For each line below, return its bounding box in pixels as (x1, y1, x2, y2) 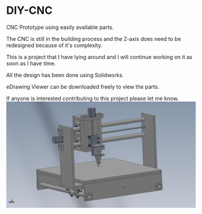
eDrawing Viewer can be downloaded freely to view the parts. (6, 83, 159, 90)
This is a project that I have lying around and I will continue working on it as (6, 53, 192, 60)
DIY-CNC (6, 4, 53, 17)
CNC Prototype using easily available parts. (6, 24, 114, 31)
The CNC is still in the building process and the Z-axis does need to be (6, 35, 182, 42)
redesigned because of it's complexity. (6, 42, 103, 49)
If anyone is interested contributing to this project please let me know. (6, 95, 179, 102)
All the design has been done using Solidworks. (6, 71, 124, 78)
